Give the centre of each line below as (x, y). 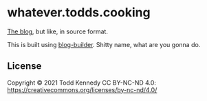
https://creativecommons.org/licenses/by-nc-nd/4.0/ (82, 89)
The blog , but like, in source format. (58, 31)
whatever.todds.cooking (79, 13)
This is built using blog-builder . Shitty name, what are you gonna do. (104, 44)
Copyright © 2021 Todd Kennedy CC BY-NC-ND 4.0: (82, 83)
